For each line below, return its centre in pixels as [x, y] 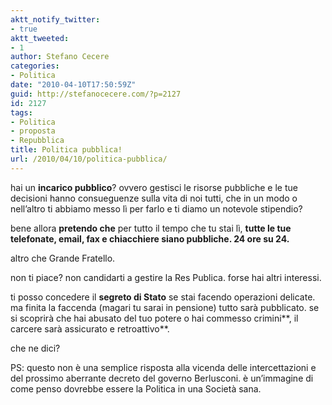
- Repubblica [37, 141]
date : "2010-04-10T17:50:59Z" [73, 85]
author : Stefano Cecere [60, 57]
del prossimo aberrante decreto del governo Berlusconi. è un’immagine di [162, 378]
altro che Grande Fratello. [63, 258]
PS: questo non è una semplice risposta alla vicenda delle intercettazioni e [163, 367]
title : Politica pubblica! [66, 150]
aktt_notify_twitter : [55, 19]
